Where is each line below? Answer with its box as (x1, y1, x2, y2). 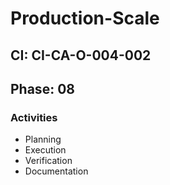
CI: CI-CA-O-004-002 (10, 47, 152, 64)
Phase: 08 (10, 80, 75, 97)
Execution (24, 144, 67, 156)
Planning (24, 133, 62, 146)
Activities (10, 110, 58, 124)
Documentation (24, 165, 89, 177)
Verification (24, 155, 73, 167)
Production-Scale (10, 7, 160, 30)
